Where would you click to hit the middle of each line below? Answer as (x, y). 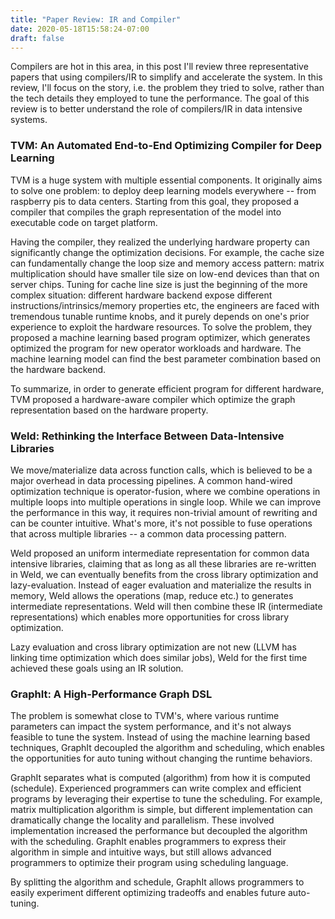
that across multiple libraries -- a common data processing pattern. (148, 533)
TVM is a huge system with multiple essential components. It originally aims (166, 180)
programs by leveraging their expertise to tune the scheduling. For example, (166, 799)
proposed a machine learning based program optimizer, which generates (160, 337)
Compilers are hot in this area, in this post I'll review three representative (159, 67)
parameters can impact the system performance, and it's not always (151, 727)
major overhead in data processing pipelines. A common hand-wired (151, 480)
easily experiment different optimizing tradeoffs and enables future (148, 893)
